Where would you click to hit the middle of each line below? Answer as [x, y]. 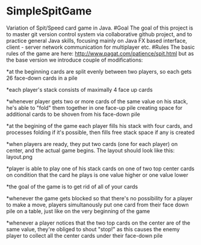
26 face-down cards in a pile [42, 78]
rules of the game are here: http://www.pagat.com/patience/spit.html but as [100, 53]
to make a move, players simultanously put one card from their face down [97, 205]
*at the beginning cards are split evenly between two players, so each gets [99, 71]
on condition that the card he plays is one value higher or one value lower [97, 175]
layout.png [20, 157]
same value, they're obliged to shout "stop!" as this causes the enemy [93, 229]
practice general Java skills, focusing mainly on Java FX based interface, [97, 40]
